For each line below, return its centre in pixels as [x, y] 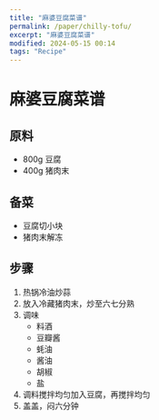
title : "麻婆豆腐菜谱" [48, 18]
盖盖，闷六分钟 [50, 405]
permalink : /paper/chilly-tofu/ [70, 26]
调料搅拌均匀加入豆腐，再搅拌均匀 [86, 394]
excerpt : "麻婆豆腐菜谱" [52, 35]
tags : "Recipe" [38, 52]
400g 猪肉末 [46, 171]
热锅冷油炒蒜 [46, 292]
